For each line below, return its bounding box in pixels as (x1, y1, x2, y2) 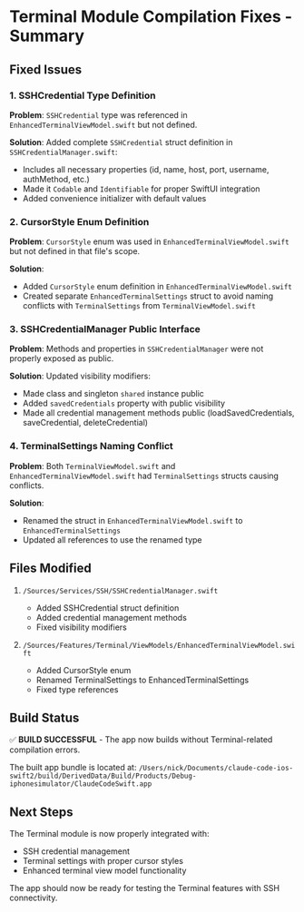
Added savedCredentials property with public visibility (22, 397, 225, 409)
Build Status (9, 710, 80, 725)
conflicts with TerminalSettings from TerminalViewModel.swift (22, 300, 256, 311)
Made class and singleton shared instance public (22, 388, 204, 399)
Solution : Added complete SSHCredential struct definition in (9, 136, 233, 147)
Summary (9, 25, 84, 46)
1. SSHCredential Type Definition (9, 89, 156, 102)
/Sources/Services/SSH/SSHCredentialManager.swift (22, 586, 219, 595)
